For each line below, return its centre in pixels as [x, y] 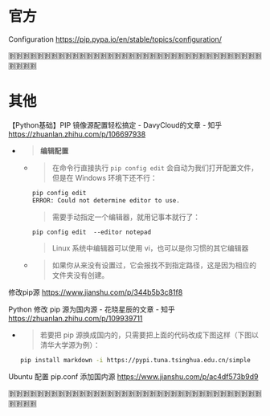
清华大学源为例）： [70, 345]
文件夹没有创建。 [80, 275]
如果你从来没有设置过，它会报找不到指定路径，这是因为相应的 [154, 265]
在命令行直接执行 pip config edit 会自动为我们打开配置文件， [155, 167]
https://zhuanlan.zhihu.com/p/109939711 [76, 318]
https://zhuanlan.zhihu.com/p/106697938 [77, 134]
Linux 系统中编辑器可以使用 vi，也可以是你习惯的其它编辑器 [150, 248]
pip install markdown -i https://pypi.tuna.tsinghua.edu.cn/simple [135, 360]
